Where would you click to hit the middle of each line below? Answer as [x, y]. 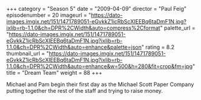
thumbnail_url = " [28, 53]
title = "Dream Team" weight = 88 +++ [54, 73]
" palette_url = [178, 28]
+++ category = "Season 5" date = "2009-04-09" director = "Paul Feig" [97, 9]
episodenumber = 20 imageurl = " [49, 15]
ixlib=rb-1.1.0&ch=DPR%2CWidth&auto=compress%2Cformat [83, 28]
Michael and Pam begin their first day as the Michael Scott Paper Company [100, 84]
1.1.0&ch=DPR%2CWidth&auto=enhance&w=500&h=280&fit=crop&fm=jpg [100, 66]
